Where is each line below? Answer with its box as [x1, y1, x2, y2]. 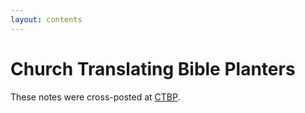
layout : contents [10, 14, 83, 25]
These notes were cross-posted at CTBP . [10, 91, 181, 103]
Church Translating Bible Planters [10, 57, 296, 80]
